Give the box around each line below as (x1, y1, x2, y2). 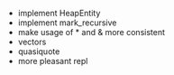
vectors (17, 36, 47, 47)
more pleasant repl (17, 56, 88, 66)
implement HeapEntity (17, 8, 101, 18)
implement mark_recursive (17, 17, 117, 28)
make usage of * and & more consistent (17, 27, 165, 37)
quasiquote (17, 46, 60, 57)
